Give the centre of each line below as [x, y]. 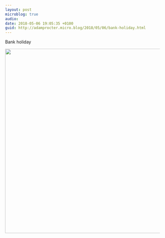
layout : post [18, 10]
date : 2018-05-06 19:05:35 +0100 [39, 23]
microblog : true [22, 14]
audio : [12, 19]
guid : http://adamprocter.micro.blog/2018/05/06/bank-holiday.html [76, 28]
